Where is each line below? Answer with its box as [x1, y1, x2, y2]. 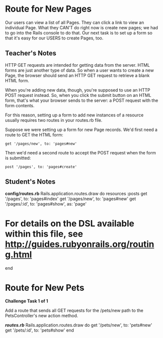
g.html [5, 249, 32, 260]
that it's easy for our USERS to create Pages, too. [5, 35, 104, 41]
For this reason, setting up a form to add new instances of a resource [5, 112, 144, 118]
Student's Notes [5, 178, 56, 186]
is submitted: [5, 155, 31, 161]
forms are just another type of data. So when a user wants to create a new [5, 67, 154, 73]
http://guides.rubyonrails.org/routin [5, 239, 154, 249]
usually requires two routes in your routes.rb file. [5, 117, 103, 123]
